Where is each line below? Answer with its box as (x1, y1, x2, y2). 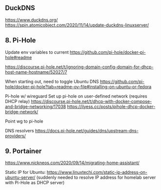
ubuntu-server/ (5, 174, 36, 180)
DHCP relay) (5, 98, 30, 104)
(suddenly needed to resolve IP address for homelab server (36, 174, 156, 180)
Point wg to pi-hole (5, 118, 43, 124)
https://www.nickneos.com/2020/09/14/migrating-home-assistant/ (5, 160, 140, 166)
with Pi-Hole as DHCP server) (5, 180, 65, 186)
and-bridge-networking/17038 (5, 104, 66, 109)
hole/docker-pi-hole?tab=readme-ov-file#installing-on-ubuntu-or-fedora (5, 84, 152, 89)
